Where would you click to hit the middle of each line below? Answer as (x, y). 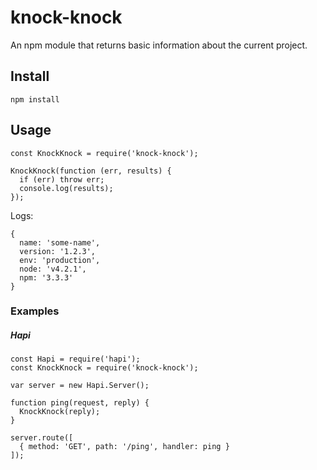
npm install (35, 99)
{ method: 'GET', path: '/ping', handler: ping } (124, 447)
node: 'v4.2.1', (53, 269)
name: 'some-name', (60, 242)
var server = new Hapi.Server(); (80, 386)
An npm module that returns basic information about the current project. (159, 45)
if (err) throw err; (62, 179)
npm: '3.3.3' (46, 277)
